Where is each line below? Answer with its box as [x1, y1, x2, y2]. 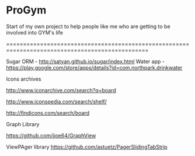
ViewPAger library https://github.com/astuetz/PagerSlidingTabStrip [6, 143, 168, 150]
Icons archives [6, 75, 42, 82]
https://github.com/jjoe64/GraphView [6, 132, 97, 139]
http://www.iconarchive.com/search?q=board [6, 86, 117, 93]
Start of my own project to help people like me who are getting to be [6, 23, 171, 30]
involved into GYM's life [6, 29, 63, 36]
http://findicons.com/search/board [6, 109, 90, 116]
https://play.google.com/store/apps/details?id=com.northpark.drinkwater [6, 64, 183, 71]
